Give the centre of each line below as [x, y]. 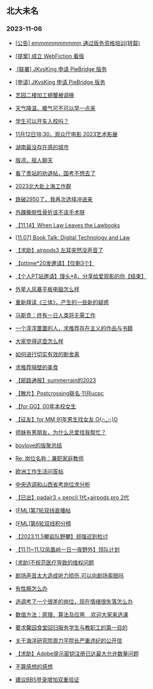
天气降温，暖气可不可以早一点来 [55, 108]
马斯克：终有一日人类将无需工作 [55, 315]
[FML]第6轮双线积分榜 [43, 523]
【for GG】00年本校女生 [45, 406]
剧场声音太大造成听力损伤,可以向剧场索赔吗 [69, 575]
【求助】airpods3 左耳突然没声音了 [59, 250]
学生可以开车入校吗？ [42, 121]
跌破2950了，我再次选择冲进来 [54, 199]
